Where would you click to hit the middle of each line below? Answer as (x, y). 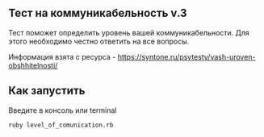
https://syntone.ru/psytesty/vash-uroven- (186, 56)
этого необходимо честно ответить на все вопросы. (99, 41)
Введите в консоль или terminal (63, 110)
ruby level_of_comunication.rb (61, 125)
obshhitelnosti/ (33, 65)
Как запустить (47, 91)
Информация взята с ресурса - (62, 56)
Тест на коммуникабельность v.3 (98, 13)
